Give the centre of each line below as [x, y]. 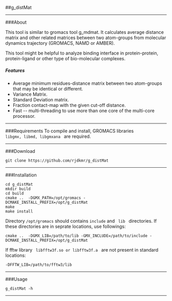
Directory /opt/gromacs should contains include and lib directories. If [81, 221]
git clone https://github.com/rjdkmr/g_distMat [57, 161]
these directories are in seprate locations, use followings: [66, 226]
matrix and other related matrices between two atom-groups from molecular [86, 38]
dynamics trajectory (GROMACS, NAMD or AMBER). [60, 43]
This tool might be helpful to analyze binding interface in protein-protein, [82, 53]
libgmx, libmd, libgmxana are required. [48, 136]
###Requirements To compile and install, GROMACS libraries [70, 131]
